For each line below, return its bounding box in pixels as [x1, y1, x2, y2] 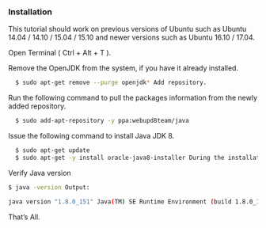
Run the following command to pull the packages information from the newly [8, 93, 257, 103]
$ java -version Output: [8, 183, 90, 192]
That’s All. [8, 212, 41, 222]
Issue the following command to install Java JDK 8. [8, 131, 175, 141]
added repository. [8, 101, 66, 111]
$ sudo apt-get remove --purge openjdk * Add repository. [15, 78, 207, 87]
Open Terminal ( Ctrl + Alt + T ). [8, 48, 112, 58]
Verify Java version [8, 168, 71, 177]
